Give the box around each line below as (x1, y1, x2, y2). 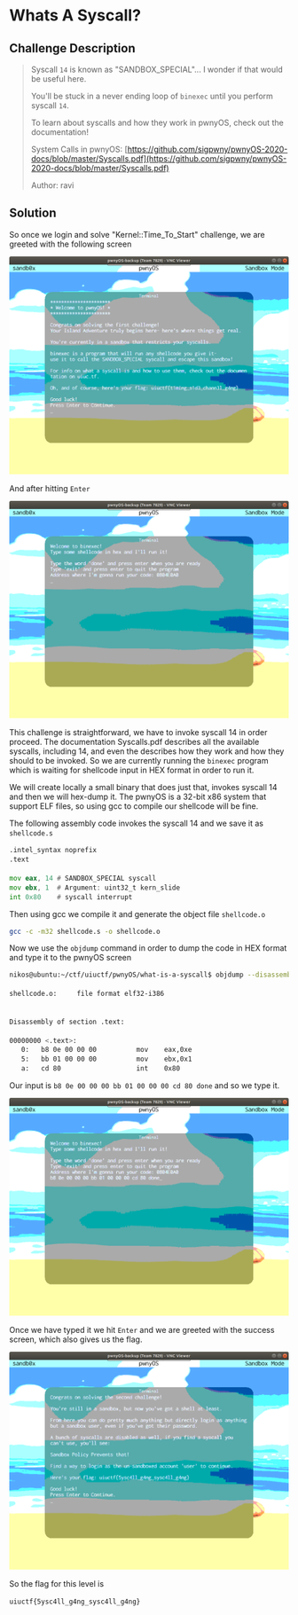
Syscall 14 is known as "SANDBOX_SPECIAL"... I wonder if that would (30, 64, 283, 74)
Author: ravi (30, 180, 74, 191)
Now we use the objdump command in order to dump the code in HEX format (9, 943, 287, 953)
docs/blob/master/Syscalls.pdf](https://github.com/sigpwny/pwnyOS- (30, 153, 287, 164)
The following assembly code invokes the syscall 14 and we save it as (9, 818, 264, 829)
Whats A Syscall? (9, 5, 142, 26)
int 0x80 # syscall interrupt (9, 892, 133, 901)
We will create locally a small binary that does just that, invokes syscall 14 (9, 782, 278, 793)
